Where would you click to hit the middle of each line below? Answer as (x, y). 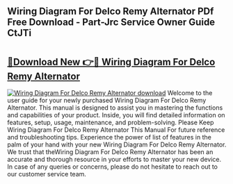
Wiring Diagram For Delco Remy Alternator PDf (111, 11)
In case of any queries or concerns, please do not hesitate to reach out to (112, 167)
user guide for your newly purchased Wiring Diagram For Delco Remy (107, 100)
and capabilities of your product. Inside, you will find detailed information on (116, 115)
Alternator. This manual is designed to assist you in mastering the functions (115, 108)
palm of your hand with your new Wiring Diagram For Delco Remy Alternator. (117, 144)
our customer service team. (47, 174)
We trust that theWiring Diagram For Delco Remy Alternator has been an (110, 152)
